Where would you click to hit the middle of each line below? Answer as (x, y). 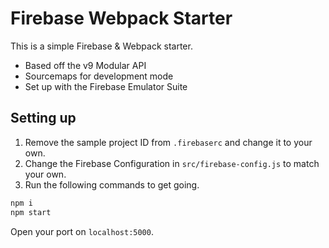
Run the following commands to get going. (112, 184)
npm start (31, 212)
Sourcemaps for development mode (99, 76)
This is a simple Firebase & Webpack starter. (101, 46)
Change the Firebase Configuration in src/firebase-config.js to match (172, 163)
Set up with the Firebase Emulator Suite (106, 86)
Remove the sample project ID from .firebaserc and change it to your (168, 142)
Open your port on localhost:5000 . (82, 231)
